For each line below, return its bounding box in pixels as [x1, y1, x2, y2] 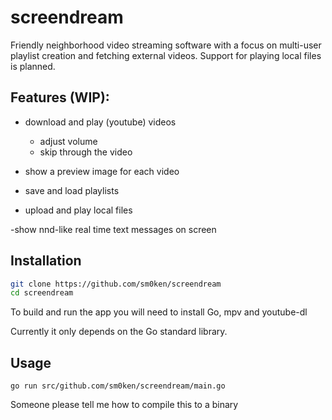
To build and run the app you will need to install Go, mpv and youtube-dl [10, 306, 308, 318]
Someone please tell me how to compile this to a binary [10, 399, 239, 411]
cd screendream [10, 288, 74, 298]
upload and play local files [24, 204, 133, 216]
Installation [10, 252, 82, 270]
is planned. [10, 60, 56, 72]
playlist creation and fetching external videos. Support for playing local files [10, 49, 322, 61]
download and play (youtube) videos [24, 116, 177, 128]
